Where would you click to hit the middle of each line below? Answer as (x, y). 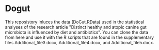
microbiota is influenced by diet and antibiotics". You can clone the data (77, 32)
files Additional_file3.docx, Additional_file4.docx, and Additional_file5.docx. (79, 42)
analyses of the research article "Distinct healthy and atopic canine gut (76, 27)
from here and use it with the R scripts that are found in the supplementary (79, 37)
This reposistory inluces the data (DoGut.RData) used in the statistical (75, 22)
